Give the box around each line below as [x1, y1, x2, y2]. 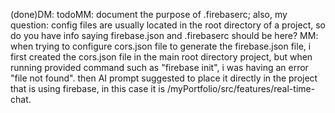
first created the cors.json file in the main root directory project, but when [10, 51, 313, 63]
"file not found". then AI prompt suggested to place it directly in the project [10, 72, 318, 84]
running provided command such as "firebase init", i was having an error [10, 62, 309, 73]
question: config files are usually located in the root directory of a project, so [10, 19, 326, 31]
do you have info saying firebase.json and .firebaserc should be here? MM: [10, 30, 319, 41]
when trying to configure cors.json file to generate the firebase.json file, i [10, 40, 312, 52]
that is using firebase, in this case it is [10, 83, 166, 94]
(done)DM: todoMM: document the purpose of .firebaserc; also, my [10, 9, 288, 20]
